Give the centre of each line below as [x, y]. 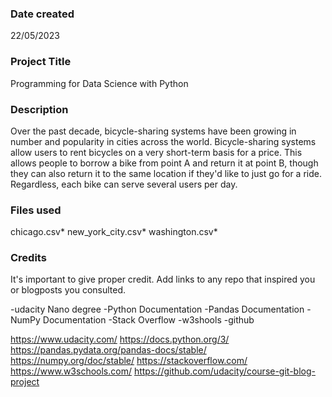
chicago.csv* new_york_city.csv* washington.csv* [114, 232]
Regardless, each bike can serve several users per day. [124, 184]
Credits [28, 258]
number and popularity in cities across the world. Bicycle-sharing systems [163, 141]
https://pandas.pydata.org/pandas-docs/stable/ [108, 350]
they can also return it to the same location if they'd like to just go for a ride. [166, 173]
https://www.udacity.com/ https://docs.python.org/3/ [120, 339]
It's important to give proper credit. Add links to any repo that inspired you [163, 279]
